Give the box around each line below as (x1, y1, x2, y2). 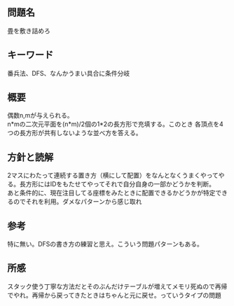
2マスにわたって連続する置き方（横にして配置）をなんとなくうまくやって (7, 171, 219, 180)
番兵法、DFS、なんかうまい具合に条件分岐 (7, 69, 130, 77)
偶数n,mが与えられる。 (7, 111, 74, 120)
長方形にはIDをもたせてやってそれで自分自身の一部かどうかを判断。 (19, 180, 216, 188)
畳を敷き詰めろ (7, 27, 50, 35)
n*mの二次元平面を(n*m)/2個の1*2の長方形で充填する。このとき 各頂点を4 (7, 120, 224, 128)
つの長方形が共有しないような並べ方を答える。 (7, 129, 142, 137)
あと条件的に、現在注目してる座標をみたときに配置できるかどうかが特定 (7, 188, 216, 197)
